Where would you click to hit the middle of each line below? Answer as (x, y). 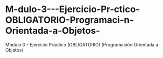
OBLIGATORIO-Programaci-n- (70, 20)
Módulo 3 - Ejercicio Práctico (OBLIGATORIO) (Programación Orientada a (82, 44)
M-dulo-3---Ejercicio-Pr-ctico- (73, 9)
